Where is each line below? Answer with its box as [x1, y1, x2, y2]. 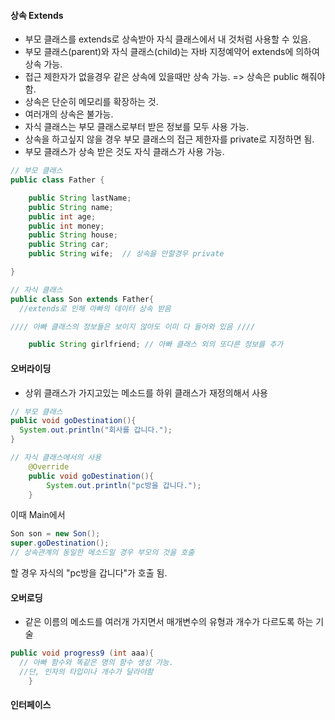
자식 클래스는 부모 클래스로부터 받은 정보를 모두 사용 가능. [24, 121, 250, 133]
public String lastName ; [28, 193, 132, 203]
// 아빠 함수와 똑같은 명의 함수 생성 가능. [19, 658, 174, 668]
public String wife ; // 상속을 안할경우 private [28, 249, 225, 259]
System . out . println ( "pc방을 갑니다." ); [46, 480, 202, 490]
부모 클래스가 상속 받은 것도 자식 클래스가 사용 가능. [24, 146, 225, 158]
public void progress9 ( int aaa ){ [10, 648, 155, 659]
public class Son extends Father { [10, 294, 155, 304]
